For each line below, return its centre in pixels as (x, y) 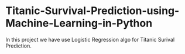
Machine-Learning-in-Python (79, 23)
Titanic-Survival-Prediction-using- (92, 11)
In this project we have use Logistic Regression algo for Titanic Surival (90, 39)
